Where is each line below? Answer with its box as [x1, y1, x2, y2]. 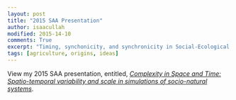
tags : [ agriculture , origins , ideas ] [7, 50, 119, 57]
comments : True [7, 37, 52, 44]
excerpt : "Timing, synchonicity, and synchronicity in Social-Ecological [7, 43, 230, 50]
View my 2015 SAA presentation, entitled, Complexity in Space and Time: [7, 69, 222, 78]
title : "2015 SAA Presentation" [7, 17, 103, 24]
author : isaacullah [7, 23, 65, 30]
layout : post [7, 10, 46, 18]
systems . [7, 84, 34, 93]
